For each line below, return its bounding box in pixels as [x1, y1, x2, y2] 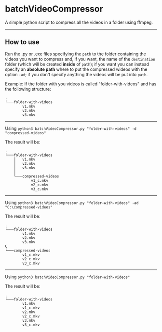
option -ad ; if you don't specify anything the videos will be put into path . [5, 71, 148, 77]
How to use [5, 38, 40, 47]
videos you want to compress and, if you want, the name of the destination [5, 56, 156, 62]
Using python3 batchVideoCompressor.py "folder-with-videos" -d [5, 125, 136, 131]
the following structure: [5, 86, 52, 92]
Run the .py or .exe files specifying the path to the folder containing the [5, 51, 146, 57]
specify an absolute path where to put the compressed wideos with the [5, 66, 148, 72]
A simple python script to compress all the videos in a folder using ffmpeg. [5, 19, 153, 25]
